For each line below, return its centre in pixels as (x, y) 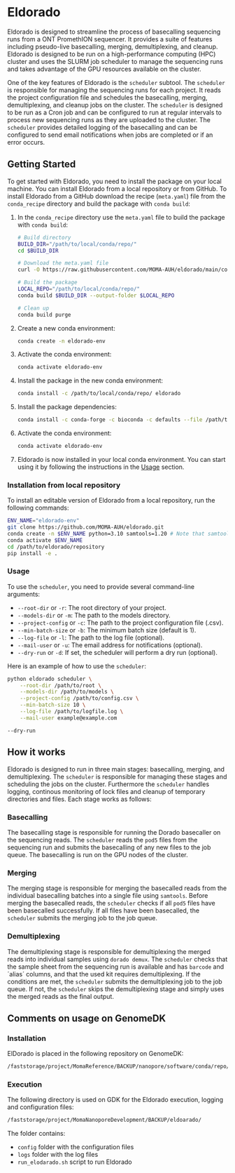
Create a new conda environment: (66, 328)
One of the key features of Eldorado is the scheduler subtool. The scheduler (116, 82)
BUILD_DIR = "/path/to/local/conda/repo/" (77, 244)
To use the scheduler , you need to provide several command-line (101, 586)
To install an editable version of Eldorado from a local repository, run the (111, 501)
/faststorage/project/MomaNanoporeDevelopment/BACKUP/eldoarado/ (104, 1120)
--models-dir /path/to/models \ (67, 692)
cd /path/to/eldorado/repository (56, 547)
